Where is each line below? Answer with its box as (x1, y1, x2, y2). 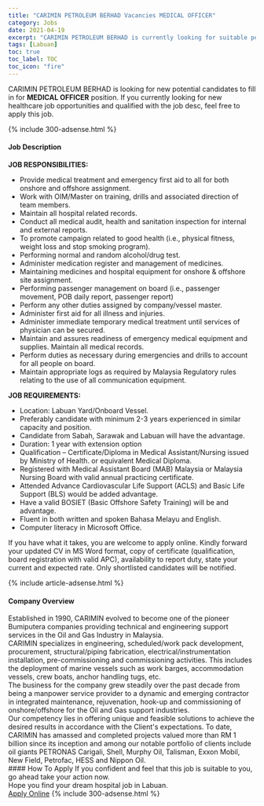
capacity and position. (19, 422, 92, 432)
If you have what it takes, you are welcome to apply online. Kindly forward (8, 537, 247, 547)
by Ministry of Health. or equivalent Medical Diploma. (19, 456, 192, 465)
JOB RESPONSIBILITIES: (8, 159, 89, 169)
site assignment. (19, 275, 73, 284)
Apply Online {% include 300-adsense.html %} (8, 789, 160, 798)
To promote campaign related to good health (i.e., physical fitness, (19, 233, 236, 243)
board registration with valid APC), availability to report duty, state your (8, 555, 238, 564)
